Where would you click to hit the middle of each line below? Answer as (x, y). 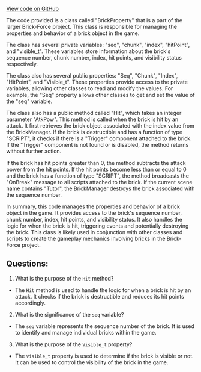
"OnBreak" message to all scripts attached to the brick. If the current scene (99, 182)
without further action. (34, 151)
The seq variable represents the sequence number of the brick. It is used (105, 326)
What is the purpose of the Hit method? (64, 278)
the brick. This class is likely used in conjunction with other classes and (94, 232)
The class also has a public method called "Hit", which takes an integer (94, 113)
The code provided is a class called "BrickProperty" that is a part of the (94, 20)
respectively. (22, 64)
